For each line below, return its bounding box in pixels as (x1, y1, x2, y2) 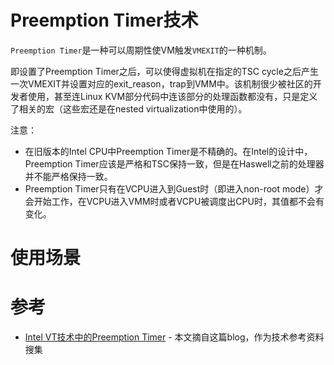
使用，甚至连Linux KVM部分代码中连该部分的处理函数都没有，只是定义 (27, 90, 318, 102)
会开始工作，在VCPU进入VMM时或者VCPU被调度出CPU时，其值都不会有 (24, 195, 325, 207)
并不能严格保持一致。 (24, 170, 113, 182)
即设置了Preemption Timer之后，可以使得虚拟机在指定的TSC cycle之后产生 (10, 65, 319, 77)
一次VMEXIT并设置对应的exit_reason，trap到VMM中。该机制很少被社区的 (10, 77, 313, 90)
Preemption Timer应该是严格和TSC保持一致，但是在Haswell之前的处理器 (24, 157, 325, 170)
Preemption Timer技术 (10, 9, 199, 32)
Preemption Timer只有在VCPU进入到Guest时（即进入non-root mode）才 (24, 182, 324, 195)
